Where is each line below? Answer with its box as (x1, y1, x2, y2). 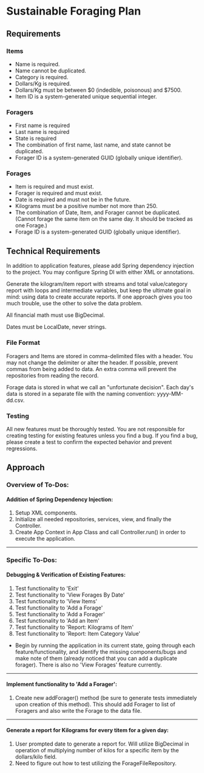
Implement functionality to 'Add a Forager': (6, 681, 117, 688)
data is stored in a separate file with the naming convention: (6, 390, 156, 397)
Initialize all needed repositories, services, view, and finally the (15, 516, 172, 523)
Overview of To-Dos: (6, 480, 69, 489)
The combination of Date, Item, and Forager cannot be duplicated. (15, 209, 181, 217)
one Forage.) (15, 222, 47, 229)
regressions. (6, 445, 38, 452)
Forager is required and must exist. (15, 190, 103, 197)
